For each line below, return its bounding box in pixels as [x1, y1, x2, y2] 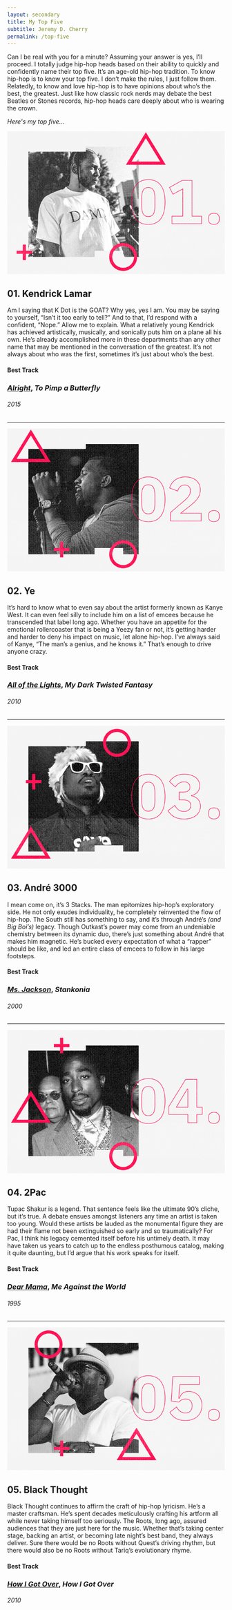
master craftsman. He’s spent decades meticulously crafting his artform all [7, 1509, 219, 1518]
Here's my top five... [7, 117, 65, 126]
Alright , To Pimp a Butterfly [7, 383, 101, 393]
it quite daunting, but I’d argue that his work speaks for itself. [7, 1249, 180, 1257]
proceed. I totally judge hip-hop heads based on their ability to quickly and [7, 60, 220, 68]
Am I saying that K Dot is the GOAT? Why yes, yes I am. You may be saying [7, 306, 220, 314]
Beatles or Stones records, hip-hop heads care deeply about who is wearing [7, 97, 224, 105]
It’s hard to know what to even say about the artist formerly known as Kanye [7, 603, 223, 611]
